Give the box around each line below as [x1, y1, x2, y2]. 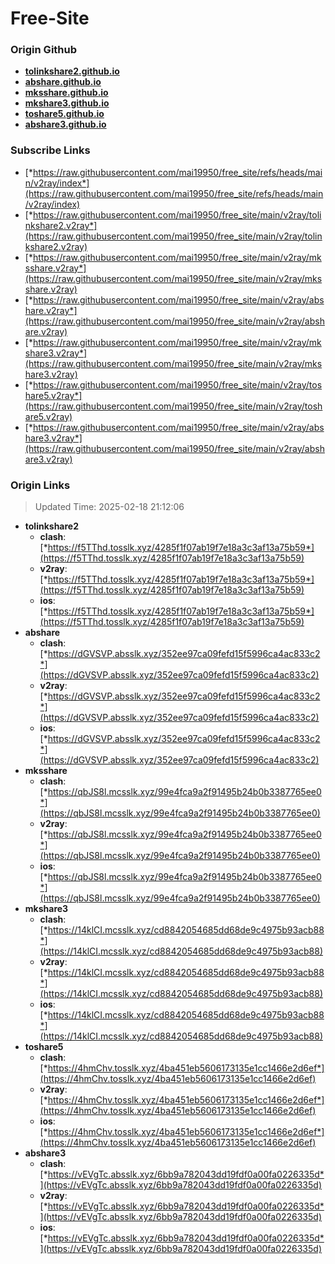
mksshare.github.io [24, 87, 109, 99]
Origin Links [10, 478, 71, 492]
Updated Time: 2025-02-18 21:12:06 [34, 501, 185, 513]
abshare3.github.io [24, 118, 107, 131]
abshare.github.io [24, 76, 102, 88]
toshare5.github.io [24, 108, 105, 120]
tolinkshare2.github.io [24, 65, 120, 77]
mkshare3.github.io [24, 97, 110, 109]
